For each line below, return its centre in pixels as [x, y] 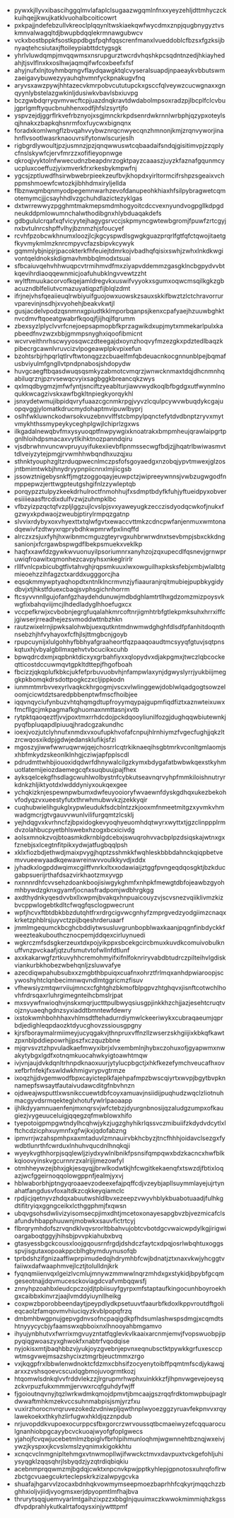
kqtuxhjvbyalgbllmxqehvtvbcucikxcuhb [71, 649]
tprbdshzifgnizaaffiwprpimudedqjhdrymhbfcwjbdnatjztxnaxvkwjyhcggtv [119, 1258]
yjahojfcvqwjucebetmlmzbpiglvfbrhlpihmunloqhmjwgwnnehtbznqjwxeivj [119, 1439]
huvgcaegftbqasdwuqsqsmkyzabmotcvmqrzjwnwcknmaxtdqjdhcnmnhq [119, 371]
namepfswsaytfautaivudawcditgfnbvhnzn [75, 1085]
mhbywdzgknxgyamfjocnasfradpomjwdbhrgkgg [84, 890]
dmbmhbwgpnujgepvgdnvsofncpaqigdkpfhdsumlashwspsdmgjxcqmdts [119, 1318]
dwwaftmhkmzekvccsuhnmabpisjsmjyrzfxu [77, 1401]
